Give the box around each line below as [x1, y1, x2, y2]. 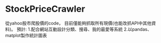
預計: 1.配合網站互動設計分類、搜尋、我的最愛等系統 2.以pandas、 [16, 26, 152, 32]
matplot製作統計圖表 [5, 32, 47, 38]
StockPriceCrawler [5, 3, 86, 15]
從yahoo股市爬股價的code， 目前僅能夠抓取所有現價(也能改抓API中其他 [5, 20, 152, 26]
